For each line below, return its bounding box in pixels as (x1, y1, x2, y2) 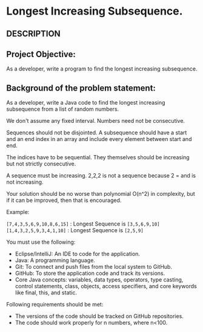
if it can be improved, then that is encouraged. (6, 196, 122, 204)
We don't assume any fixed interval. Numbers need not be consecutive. (6, 117, 185, 125)
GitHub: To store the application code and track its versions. (15, 269, 165, 277)
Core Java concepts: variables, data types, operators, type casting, (15, 276, 184, 283)
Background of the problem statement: (6, 83, 156, 93)
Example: (6, 209, 30, 216)
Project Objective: (6, 49, 76, 59)
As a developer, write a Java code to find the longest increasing (6, 99, 165, 106)
